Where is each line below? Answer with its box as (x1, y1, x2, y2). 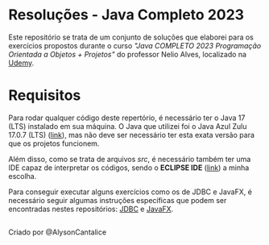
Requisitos (8, 86, 81, 105)
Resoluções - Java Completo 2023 (8, 6, 244, 24)
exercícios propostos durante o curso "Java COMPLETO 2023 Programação (8, 40, 262, 50)
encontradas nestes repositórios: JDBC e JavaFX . (8, 204, 174, 214)
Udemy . (8, 58, 35, 68)
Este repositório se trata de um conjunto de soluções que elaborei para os (8, 32, 254, 42)
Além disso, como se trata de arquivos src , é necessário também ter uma (8, 154, 251, 164)
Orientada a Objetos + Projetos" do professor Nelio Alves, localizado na (8, 49, 247, 59)
